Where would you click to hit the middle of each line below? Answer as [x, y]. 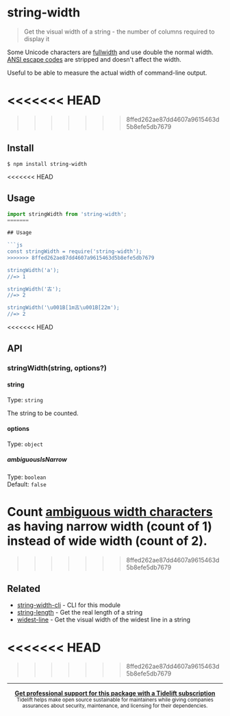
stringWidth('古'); [34, 289]
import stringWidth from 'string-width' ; [67, 214]
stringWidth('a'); [33, 270]
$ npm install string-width [47, 164]
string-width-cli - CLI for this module [69, 605]
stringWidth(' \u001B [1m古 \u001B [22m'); [63, 308]
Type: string [25, 399]
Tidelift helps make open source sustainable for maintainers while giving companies [115, 700]
